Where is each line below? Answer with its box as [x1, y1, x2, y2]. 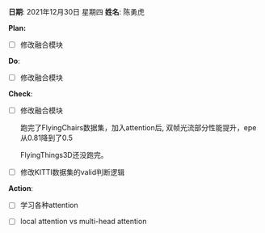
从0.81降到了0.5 [19, 133, 73, 143]
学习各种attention [19, 201, 78, 210]
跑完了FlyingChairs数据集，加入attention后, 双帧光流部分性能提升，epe [19, 123, 257, 133]
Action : [8, 184, 34, 193]
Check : [8, 89, 33, 99]
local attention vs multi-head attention [19, 217, 147, 227]
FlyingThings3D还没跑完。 [19, 150, 108, 160]
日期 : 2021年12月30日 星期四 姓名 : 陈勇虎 [8, 7, 145, 16]
